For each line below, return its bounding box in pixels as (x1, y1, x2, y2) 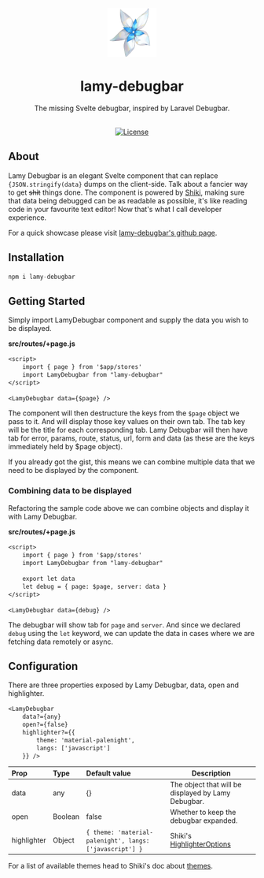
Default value (86, 768, 131, 778)
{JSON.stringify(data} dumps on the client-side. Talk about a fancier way (8, 179, 248, 188)
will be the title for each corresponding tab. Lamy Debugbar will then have (8, 426, 248, 435)
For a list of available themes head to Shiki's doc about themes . (8, 861, 214, 871)
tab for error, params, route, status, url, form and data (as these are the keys (8, 433, 255, 443)
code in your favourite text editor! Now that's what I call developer (8, 204, 222, 214)
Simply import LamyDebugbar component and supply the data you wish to (8, 315, 249, 325)
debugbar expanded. (170, 816, 238, 825)
